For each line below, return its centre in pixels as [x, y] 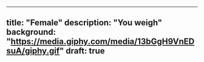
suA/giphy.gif [33, 51]
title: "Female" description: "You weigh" [84, 23]
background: [31, 32]
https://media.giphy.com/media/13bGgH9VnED [103, 42]
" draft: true [82, 51]
